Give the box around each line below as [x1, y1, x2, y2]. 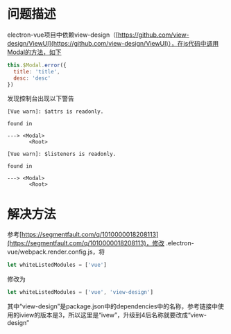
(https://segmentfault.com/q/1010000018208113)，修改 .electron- [7, 239, 194, 247]
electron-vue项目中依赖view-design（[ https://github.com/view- [7, 30, 189, 39]
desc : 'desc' [13, 74, 51, 82]
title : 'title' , [13, 68, 60, 75]
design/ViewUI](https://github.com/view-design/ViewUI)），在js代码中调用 [7, 39, 219, 47]
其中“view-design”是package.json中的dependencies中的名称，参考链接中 [7, 302, 219, 310]
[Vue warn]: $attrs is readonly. [7, 108, 104, 115]
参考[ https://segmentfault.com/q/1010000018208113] [7, 230, 159, 239]
